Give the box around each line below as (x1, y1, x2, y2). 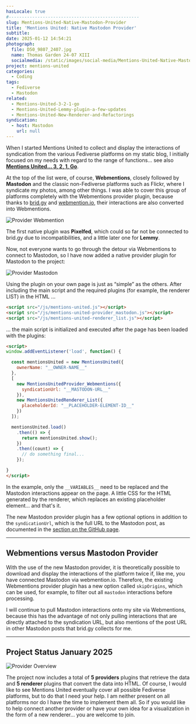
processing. (6, 595, 35, 602)
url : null (16, 128, 41, 135)
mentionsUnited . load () (11, 424, 66, 430)
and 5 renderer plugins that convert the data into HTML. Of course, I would (6, 680, 187, 687)
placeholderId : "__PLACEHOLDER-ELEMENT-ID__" (21, 403, 134, 409)
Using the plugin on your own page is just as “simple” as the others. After (6, 280, 182, 287)
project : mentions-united (6, 63, 69, 69)
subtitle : (6, 30, 30, 36)
